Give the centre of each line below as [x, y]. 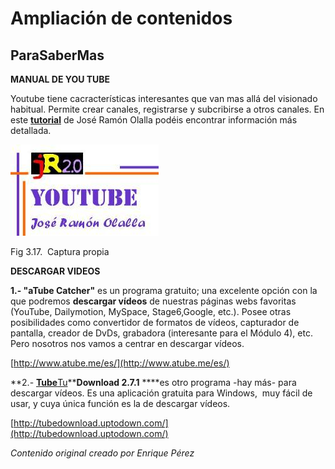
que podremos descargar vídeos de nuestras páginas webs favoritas [153, 301]
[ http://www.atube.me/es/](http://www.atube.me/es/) [120, 363]
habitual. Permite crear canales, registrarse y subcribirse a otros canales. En [167, 109]
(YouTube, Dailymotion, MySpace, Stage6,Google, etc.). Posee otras [151, 311]
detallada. [31, 130]
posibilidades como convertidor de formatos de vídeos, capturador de [155, 322]
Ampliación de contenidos [121, 18]
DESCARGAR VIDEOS [55, 271]
